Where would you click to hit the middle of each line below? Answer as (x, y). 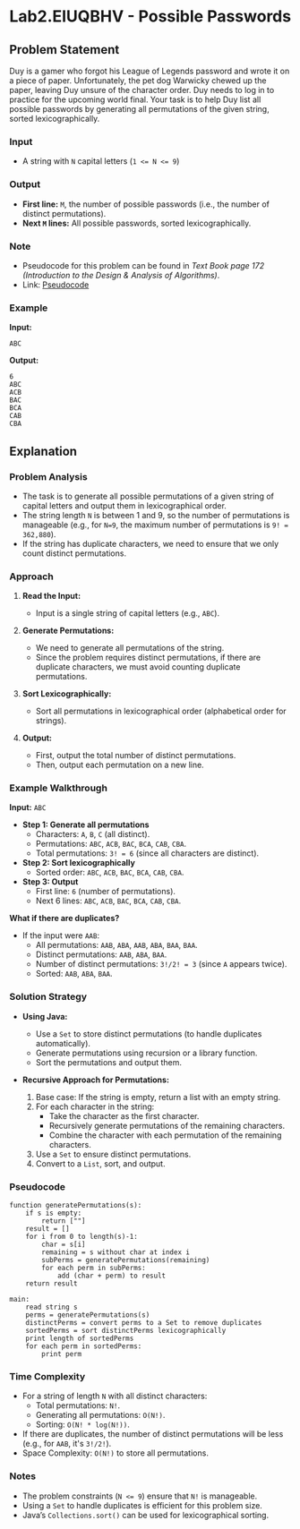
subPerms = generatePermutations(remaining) (126, 1260)
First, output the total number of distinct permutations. (136, 756)
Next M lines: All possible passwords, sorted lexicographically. (137, 223)
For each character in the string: (95, 1106)
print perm (62, 1354)
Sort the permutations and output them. (108, 1062)
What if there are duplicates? (64, 918)
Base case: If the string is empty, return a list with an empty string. (158, 1097)
